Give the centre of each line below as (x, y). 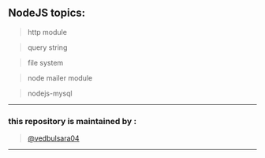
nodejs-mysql (50, 93)
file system (45, 62)
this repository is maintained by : (72, 121)
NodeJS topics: (47, 13)
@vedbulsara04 (54, 138)
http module (47, 32)
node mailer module (60, 77)
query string (47, 47)
